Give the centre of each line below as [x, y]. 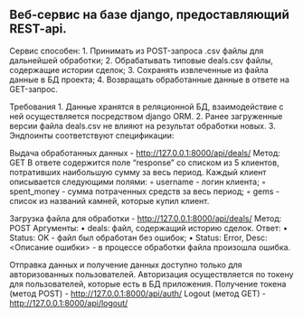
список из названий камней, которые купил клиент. [109, 200]
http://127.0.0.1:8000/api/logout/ [69, 303]
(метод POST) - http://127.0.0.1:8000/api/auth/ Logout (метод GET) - [138, 294]
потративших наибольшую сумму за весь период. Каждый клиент [138, 172]
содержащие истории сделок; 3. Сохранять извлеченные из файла [139, 70]
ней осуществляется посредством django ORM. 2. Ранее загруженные [146, 116]
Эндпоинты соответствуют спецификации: [92, 135]
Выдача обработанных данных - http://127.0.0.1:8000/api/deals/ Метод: [145, 153]
